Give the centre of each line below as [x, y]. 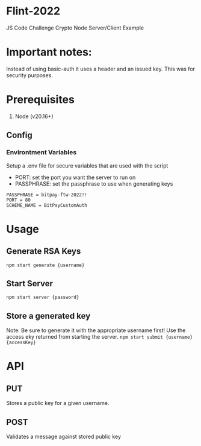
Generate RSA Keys [44, 251]
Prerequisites [41, 100]
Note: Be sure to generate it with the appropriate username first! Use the [96, 330]
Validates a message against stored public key [64, 436]
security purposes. [29, 75]
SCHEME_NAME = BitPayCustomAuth [47, 205]
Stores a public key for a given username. [58, 403]
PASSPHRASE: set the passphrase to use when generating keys [94, 184]
